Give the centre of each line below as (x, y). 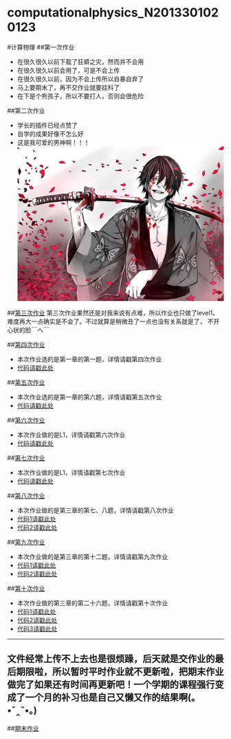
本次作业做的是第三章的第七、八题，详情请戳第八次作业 (95, 510)
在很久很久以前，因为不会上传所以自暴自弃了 (80, 79)
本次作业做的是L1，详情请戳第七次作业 (71, 473)
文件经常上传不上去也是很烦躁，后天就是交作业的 (111, 659)
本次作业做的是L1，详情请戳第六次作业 (71, 435)
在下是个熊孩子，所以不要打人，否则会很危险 (80, 96)
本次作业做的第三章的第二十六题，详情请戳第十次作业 (92, 603)
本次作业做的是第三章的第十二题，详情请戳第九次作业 (92, 557)
